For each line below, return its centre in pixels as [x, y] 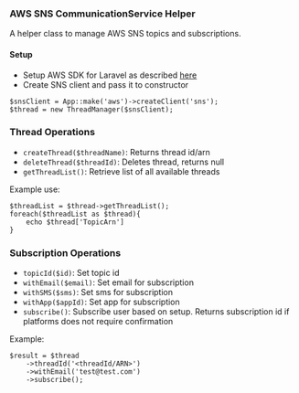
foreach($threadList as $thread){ [75, 214]
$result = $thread [44, 356]
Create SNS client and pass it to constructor [106, 84]
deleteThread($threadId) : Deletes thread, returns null [123, 162]
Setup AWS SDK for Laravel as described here [110, 75]
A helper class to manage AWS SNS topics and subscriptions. [125, 34]
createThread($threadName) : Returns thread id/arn [116, 152]
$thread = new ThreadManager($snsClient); [91, 109]
